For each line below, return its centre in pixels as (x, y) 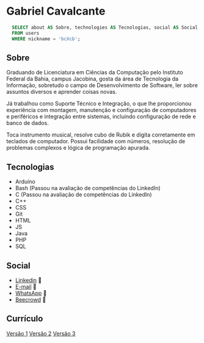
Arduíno (25, 182)
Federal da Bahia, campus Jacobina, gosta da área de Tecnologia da (93, 79)
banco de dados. (27, 123)
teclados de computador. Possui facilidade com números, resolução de (96, 141)
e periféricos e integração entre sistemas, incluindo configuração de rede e (101, 116)
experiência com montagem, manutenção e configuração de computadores (101, 110)
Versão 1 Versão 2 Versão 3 (41, 333)
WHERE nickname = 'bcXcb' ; (46, 39)
